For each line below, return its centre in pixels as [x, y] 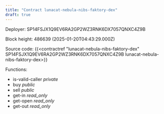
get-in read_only [30, 95]
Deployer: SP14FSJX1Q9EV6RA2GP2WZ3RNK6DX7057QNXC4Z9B [75, 29]
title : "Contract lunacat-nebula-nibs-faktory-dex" [61, 10]
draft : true [18, 15]
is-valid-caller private [35, 79]
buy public [24, 85]
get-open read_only [33, 101]
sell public [24, 90]
